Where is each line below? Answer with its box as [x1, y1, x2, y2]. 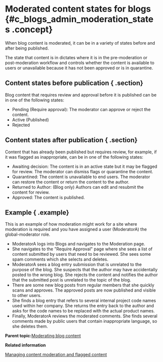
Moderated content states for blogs [5, 3, 151, 15]
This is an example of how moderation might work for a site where [5, 221, 137, 227]
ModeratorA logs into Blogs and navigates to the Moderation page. [12, 241, 146, 247]
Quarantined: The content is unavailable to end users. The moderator [12, 174, 150, 180]
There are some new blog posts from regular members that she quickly [12, 282, 154, 288]
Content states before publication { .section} [5, 79, 144, 87]
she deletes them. [12, 324, 49, 329]
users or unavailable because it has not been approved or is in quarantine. [5, 65, 153, 71]
